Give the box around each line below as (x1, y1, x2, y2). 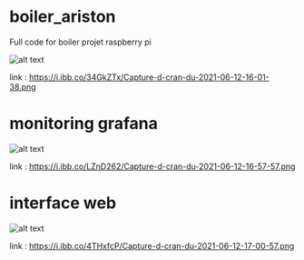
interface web (9, 193, 117, 214)
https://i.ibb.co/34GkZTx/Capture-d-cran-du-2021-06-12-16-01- (28, 71, 270, 83)
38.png (9, 81, 36, 92)
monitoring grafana (9, 114, 159, 134)
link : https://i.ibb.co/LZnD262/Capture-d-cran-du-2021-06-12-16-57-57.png (9, 161, 296, 172)
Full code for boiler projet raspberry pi (9, 36, 152, 47)
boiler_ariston (9, 6, 116, 27)
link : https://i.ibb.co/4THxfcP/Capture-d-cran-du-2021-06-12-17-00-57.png (9, 240, 295, 251)
